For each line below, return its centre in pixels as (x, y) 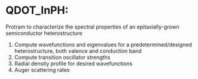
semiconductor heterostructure (44, 33)
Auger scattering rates (42, 69)
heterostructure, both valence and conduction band (78, 50)
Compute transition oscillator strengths (62, 57)
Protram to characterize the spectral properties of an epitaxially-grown (93, 27)
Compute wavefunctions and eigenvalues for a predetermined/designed (103, 45)
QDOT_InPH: (37, 10)
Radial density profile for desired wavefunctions (73, 64)
